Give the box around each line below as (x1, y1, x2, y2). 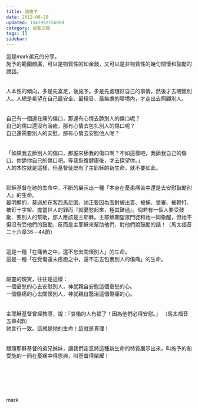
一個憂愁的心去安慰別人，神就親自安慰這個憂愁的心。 (6, 283, 136, 289)
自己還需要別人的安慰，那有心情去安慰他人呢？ (6, 130, 120, 136)
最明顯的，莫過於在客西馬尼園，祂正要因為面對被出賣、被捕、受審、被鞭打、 (6, 199, 192, 206)
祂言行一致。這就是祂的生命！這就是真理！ (6, 325, 110, 332)
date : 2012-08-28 (6, 14, 49, 20)
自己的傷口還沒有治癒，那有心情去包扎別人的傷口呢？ (6, 122, 136, 129)
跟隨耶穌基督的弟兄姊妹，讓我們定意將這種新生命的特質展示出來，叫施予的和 (6, 345, 192, 351)
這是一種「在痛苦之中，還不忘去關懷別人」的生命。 (6, 248, 130, 255)
